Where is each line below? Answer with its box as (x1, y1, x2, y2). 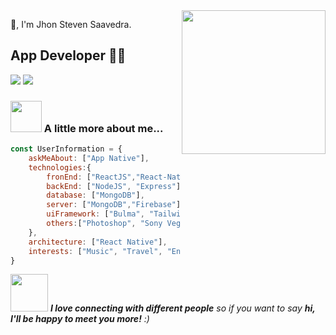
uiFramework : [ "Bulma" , (46, 209, 145, 219)
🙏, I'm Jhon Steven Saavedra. (10, 19, 132, 30)
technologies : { (28, 162, 92, 173)
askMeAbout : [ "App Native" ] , (28, 153, 150, 163)
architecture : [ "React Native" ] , (28, 237, 168, 247)
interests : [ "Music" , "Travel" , (28, 246, 163, 256)
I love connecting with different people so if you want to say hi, (49, 302, 316, 314)
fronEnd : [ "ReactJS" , (46, 172, 137, 182)
